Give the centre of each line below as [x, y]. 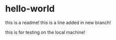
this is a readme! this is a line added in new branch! [58, 22]
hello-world [30, 9]
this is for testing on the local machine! [45, 32]
